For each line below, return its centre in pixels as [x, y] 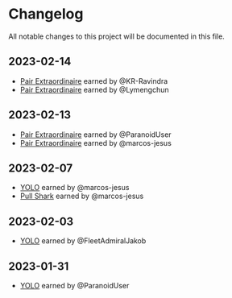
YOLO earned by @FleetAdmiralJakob [83, 241]
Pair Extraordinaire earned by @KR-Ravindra [94, 81]
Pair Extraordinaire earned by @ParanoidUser [95, 135]
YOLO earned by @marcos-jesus [75, 188]
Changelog [46, 14]
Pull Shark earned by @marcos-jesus [82, 196]
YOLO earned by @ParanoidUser [75, 286]
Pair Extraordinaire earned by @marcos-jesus [95, 143]
